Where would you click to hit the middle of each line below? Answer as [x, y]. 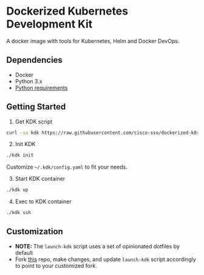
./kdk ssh [19, 213]
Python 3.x [29, 81]
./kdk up [17, 190]
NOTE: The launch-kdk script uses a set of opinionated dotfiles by [97, 246]
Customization [35, 231]
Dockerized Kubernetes [67, 11]
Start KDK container [40, 179]
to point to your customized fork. [56, 265]
